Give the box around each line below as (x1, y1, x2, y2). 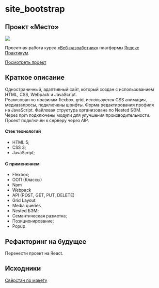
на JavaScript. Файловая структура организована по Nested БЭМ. (5, 107, 142, 113)
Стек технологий (5, 128, 41, 134)
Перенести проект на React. (5, 251, 64, 256)
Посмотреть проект (5, 59, 47, 65)
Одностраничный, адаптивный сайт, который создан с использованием (5, 86, 154, 92)
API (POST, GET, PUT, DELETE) (12, 192, 75, 198)
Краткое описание (5, 73, 64, 82)
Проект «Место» (5, 23, 59, 31)
